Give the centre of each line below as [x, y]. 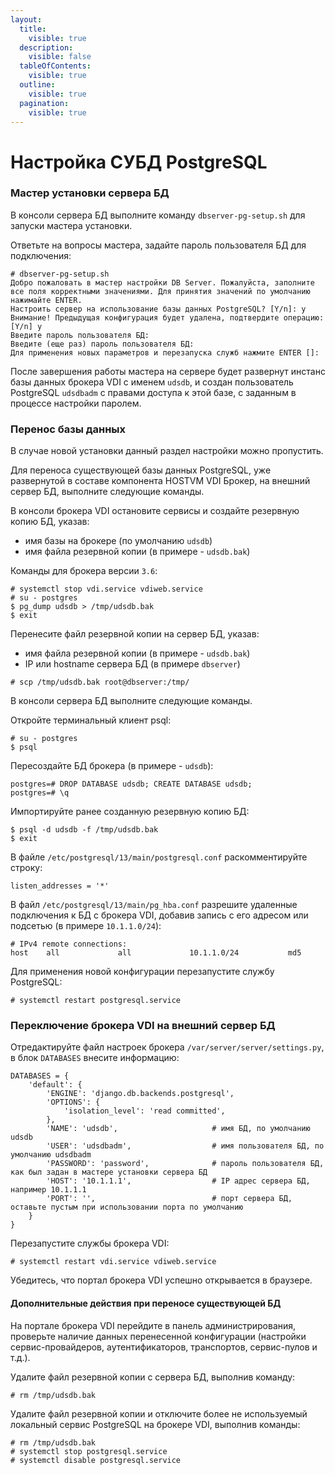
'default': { [55, 1085]
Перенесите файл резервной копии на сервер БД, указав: [135, 634]
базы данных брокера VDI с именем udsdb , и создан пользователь [152, 382]
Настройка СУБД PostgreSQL [139, 162]
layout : [26, 19]
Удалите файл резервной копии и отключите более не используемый [159, 1413]
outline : [37, 85]
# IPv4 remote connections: [69, 944]
